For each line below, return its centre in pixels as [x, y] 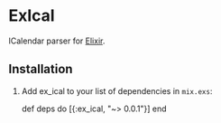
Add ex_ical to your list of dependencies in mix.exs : [117, 90]
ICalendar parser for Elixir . [57, 41]
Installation [41, 69]
